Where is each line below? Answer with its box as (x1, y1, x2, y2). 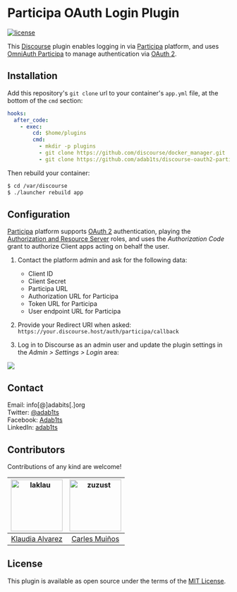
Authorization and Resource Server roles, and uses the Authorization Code (7, 235, 224, 243)
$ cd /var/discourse (7, 182, 68, 189)
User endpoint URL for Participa (28, 307, 121, 316)
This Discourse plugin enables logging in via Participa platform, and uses (7, 42, 219, 50)
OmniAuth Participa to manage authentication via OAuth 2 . (7, 49, 177, 58)
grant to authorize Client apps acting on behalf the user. (7, 242, 170, 251)
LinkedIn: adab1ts (7, 423, 58, 432)
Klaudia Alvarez (11, 533, 63, 543)
